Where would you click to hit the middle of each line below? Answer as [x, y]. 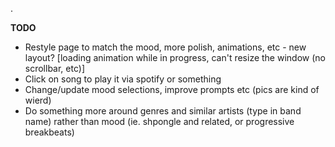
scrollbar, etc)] [54, 68]
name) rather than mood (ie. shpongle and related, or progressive [159, 121]
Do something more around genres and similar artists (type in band [163, 111]
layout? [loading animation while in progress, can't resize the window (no [175, 57]
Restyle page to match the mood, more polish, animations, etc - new [165, 47]
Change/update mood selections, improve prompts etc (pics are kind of [172, 89]
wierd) [38, 100]
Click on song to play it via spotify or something [123, 79]
